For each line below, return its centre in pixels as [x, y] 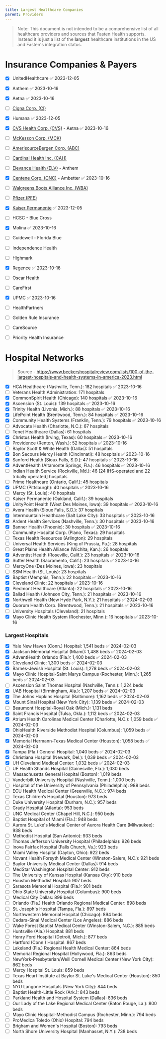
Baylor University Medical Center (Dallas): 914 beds [65, 864]
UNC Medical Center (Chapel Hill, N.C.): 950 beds [63, 814]
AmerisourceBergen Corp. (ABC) [46, 148]
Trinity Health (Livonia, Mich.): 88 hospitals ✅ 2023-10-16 [71, 409]
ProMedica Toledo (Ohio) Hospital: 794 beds [58, 1020]
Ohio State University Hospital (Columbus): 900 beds [67, 892]
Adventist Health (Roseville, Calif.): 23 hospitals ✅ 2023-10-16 [76, 555]
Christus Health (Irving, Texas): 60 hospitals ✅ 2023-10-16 [72, 437]
